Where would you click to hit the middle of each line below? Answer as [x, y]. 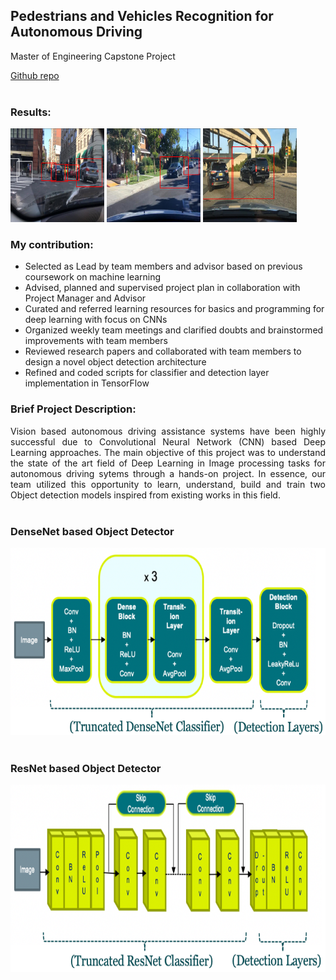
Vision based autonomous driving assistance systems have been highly [168, 431]
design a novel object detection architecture [115, 362]
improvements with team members [96, 341]
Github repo [35, 75]
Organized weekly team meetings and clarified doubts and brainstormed [174, 330]
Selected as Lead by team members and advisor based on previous [163, 266]
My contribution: [52, 245]
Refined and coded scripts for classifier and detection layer [147, 373]
